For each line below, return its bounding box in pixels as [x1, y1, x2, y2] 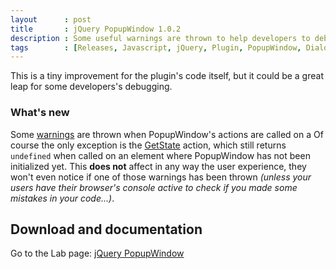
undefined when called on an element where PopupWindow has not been [10, 149, 311, 161]
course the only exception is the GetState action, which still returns [10, 139, 287, 151]
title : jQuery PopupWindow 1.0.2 [10, 24, 182, 34]
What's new [10, 106, 70, 120]
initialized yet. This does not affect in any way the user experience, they [10, 160, 307, 172]
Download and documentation [10, 221, 203, 238]
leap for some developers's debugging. [10, 81, 173, 93]
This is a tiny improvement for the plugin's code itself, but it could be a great [10, 70, 324, 82]
